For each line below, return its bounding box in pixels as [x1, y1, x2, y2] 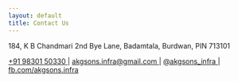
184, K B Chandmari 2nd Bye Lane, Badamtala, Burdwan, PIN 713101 [8, 41, 231, 50]
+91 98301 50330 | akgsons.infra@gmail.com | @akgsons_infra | [8, 57, 220, 66]
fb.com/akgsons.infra [8, 64, 79, 74]
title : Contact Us [8, 19, 69, 27]
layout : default [8, 11, 62, 20]
